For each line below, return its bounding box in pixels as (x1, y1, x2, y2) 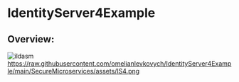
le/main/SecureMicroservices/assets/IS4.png (7, 67, 140, 75)
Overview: (7, 33, 55, 45)
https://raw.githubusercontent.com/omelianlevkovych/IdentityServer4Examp (7, 59, 232, 68)
